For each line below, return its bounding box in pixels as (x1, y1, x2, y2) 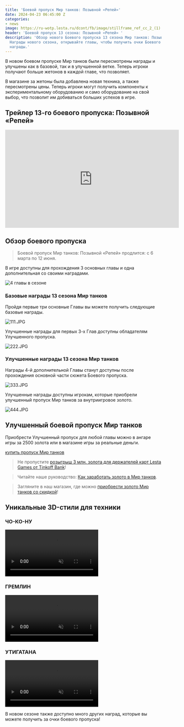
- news (5, 21, 19, 26)
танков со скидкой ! (17, 489, 59, 495)
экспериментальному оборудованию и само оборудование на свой (5, 89, 150, 95)
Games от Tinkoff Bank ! (17, 464, 66, 470)
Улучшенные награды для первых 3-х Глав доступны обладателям (5, 328, 148, 334)
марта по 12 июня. (17, 255, 57, 262)
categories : (5, 16, 30, 21)
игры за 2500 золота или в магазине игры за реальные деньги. (5, 439, 139, 445)
